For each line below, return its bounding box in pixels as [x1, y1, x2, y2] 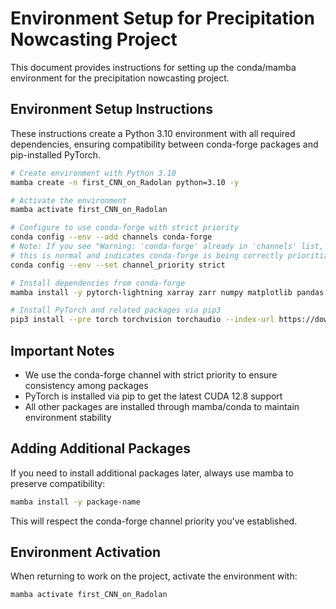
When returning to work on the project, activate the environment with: [10, 570, 298, 582]
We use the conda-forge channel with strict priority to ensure [24, 368, 278, 381]
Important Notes [10, 342, 115, 359]
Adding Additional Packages [10, 440, 192, 457]
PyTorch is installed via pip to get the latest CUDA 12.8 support [24, 390, 283, 402]
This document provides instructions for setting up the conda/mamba [10, 61, 297, 73]
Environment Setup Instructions [10, 101, 213, 118]
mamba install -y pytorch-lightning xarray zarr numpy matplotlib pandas [10, 287, 325, 297]
